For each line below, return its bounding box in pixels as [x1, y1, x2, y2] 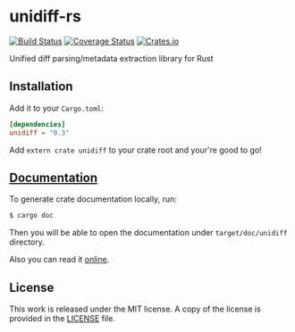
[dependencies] [9, 120, 66, 129]
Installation [9, 79, 73, 95]
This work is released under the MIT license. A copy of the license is [9, 303, 261, 314]
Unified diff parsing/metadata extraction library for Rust [9, 53, 214, 63]
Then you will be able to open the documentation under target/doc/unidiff [9, 228, 288, 238]
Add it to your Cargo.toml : [9, 103, 105, 113]
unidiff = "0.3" [9, 128, 70, 137]
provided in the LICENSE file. [9, 313, 116, 323]
